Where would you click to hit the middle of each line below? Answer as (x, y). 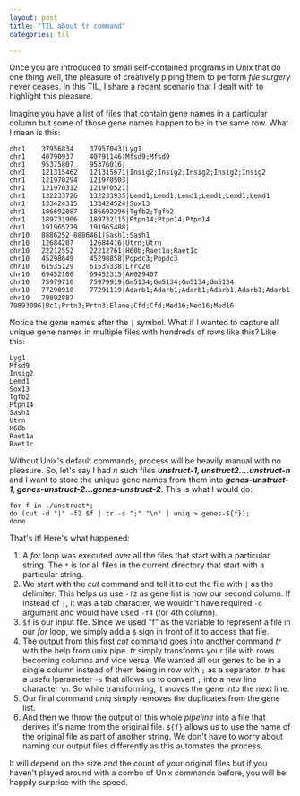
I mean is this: (35, 133)
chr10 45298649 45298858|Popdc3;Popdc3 (94, 259)
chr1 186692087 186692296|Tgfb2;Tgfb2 (92, 212)
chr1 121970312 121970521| (69, 188)
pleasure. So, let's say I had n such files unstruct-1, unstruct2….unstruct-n (150, 471)
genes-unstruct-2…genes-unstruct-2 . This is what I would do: (134, 489)
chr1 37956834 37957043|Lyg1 (76, 149)
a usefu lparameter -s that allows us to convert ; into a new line (139, 679)
